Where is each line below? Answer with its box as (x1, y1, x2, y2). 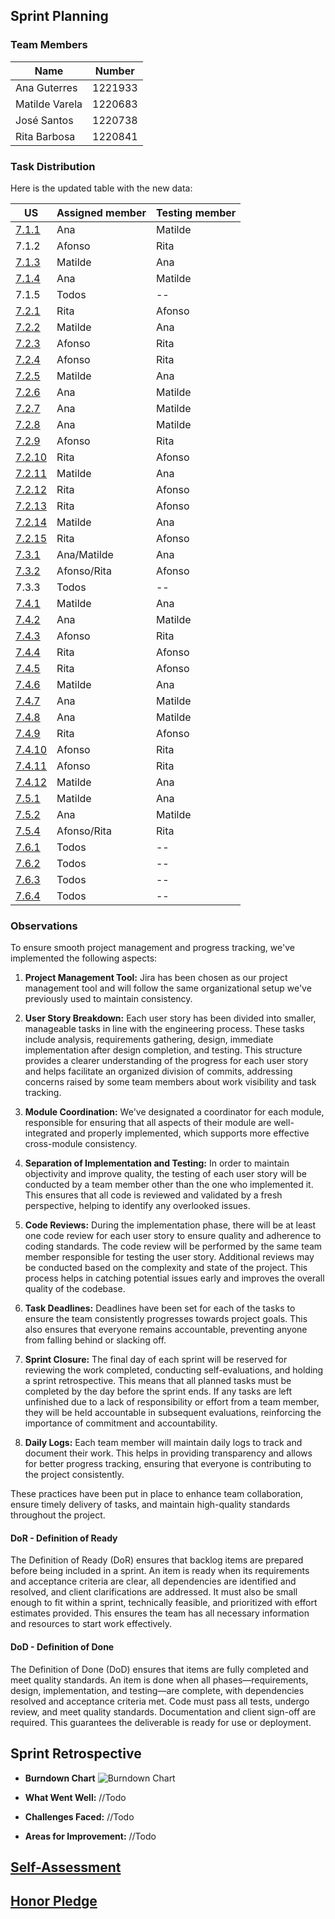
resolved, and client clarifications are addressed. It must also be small (10, 1586, 298, 1598)
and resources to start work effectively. (10, 1618, 173, 1630)
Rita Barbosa (15, 129, 76, 143)
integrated (24, 1127, 68, 1139)
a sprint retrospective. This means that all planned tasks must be (24, 1375, 292, 1387)
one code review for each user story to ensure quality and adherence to (24, 1230, 322, 1242)
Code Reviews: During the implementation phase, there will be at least (24, 1219, 317, 1231)
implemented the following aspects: (10, 952, 158, 964)
